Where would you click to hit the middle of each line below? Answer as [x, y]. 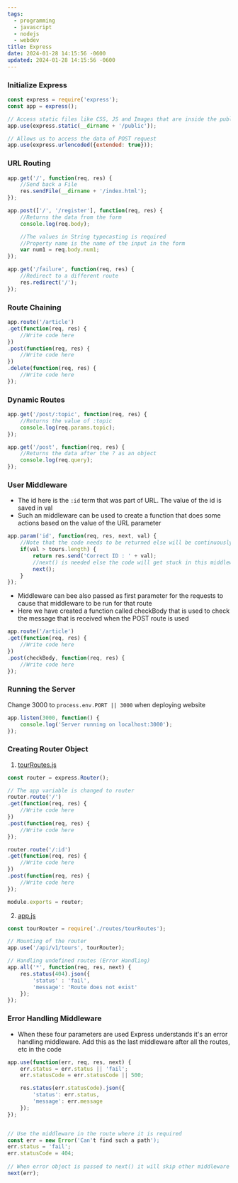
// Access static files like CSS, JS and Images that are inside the [112, 119]
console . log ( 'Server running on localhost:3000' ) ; [96, 724]
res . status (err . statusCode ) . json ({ [73, 1088]
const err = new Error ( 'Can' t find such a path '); [84, 1140]
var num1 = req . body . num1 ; [60, 250]
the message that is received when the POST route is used [103, 618]
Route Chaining [34, 307]
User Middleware [38, 485]
